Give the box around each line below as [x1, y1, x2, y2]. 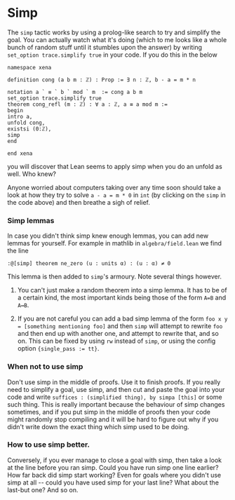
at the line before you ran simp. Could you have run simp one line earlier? [7, 463, 219, 471]
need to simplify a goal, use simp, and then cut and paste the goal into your [7, 385, 225, 393]
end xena [7, 149, 33, 157]
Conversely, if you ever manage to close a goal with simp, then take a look [7, 456, 222, 464]
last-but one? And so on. [7, 485, 79, 494]
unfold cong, [7, 119, 46, 126]
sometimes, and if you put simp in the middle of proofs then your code [7, 407, 211, 416]
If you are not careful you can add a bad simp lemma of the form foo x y [17, 314, 228, 323]
